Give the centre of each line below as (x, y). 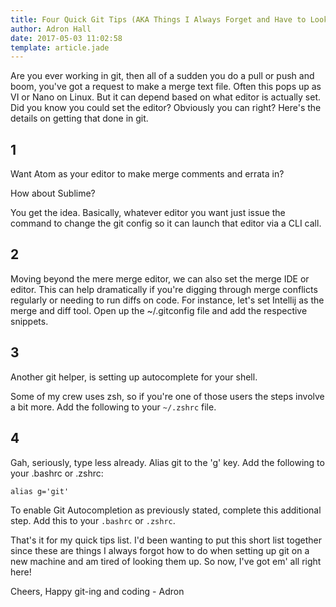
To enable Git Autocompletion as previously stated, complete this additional (166, 510)
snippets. (29, 321)
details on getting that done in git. (79, 118)
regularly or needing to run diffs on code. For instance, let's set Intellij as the (167, 300)
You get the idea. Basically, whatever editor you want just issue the (148, 213)
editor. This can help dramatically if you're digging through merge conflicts (164, 289)
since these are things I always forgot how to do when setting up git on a (160, 550)
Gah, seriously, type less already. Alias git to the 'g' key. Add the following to (167, 462)
